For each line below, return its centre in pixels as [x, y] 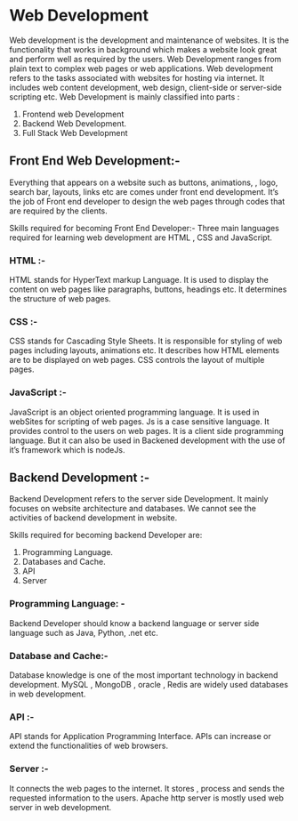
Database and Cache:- [59, 656]
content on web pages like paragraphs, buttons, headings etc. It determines [148, 289]
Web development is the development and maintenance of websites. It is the [149, 40]
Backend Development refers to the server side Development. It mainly [139, 499]
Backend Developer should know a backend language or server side [134, 623]
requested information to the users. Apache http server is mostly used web [147, 798]
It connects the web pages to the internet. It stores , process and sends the [147, 788]
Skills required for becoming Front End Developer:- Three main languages [145, 228]
